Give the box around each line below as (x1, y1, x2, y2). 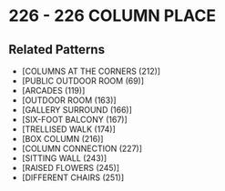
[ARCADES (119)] (21, 85, 86, 95)
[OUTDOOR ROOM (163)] (21, 95, 117, 106)
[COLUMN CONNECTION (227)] (21, 143, 143, 154)
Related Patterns (8, 42, 106, 57)
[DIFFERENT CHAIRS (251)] (21, 172, 125, 183)
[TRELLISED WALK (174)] (21, 124, 116, 135)
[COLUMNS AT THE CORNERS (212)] (21, 65, 161, 76)
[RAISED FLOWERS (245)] (21, 163, 120, 173)
